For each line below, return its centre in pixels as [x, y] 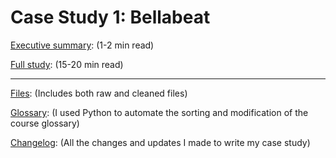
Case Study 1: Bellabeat [110, 17]
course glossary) [45, 123]
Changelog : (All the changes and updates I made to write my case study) [160, 142]
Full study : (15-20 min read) [67, 64]
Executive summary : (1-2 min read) [82, 45]
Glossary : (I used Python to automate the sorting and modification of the [159, 112]
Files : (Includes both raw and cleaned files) [99, 93]
